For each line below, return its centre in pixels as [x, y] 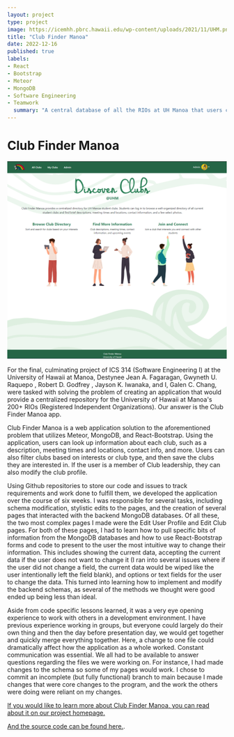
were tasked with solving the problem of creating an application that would [114, 392]
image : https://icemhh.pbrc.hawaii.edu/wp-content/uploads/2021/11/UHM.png [119, 29]
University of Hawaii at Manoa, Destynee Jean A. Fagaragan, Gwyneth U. [112, 377]
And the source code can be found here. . [66, 727]
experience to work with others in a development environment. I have [107, 618]
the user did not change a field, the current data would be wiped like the [111, 568]
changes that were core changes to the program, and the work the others [112, 685]
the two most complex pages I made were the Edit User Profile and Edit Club [117, 523]
